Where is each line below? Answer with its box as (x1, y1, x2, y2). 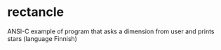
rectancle (7, 4, 65, 20)
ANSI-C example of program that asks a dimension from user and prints (7, 27, 215, 35)
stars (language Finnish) (7, 34, 77, 42)
